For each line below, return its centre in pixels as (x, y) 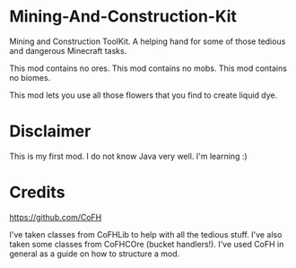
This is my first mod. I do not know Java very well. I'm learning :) (129, 156)
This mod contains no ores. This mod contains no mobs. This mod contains (148, 68)
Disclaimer (50, 131)
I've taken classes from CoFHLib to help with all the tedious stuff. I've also (146, 234)
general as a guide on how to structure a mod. (95, 254)
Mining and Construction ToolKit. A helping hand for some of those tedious (148, 41)
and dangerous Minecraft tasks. (68, 50)
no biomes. (30, 77)
